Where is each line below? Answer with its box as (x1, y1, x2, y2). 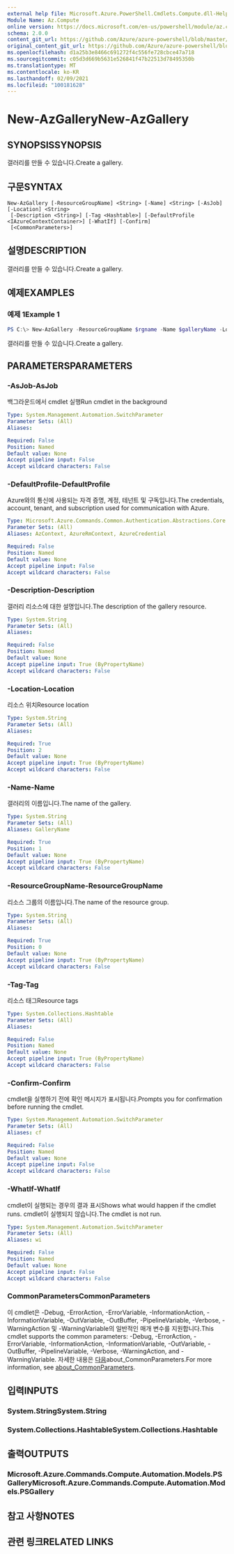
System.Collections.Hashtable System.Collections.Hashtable (7, 1425, 218, 1435)
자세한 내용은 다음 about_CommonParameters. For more (58, 1355, 212, 1363)
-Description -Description (7, 585, 95, 595)
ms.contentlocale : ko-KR (7, 68, 79, 75)
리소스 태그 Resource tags (7, 996, 79, 1004)
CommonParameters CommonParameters (7, 1291, 151, 1301)
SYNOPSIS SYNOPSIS (7, 139, 102, 151)
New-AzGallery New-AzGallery (7, 111, 189, 128)
